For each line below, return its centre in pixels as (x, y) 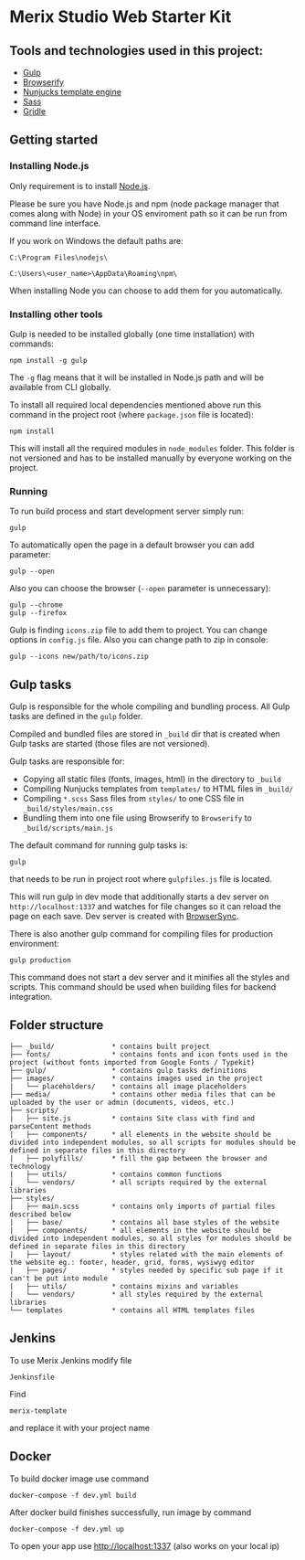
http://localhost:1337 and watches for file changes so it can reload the (145, 907)
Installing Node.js (49, 166)
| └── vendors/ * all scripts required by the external (138, 1182)
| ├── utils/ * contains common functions (116, 1174)
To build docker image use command (79, 1479)
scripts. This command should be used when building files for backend (143, 987)
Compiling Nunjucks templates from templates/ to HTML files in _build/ (158, 789)
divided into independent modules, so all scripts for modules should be (153, 1142)
